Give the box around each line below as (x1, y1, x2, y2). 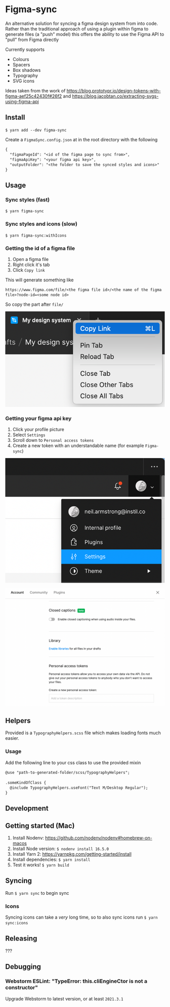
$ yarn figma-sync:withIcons (5, 233, 67, 238)
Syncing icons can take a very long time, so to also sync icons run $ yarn (5, 914, 158, 920)
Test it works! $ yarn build (12, 862, 69, 868)
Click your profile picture (12, 427, 64, 433)
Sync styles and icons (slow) (5, 220, 77, 228)
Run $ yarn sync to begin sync (5, 890, 69, 896)
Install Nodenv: (12, 834, 45, 841)
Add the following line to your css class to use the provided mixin (5, 759, 141, 765)
